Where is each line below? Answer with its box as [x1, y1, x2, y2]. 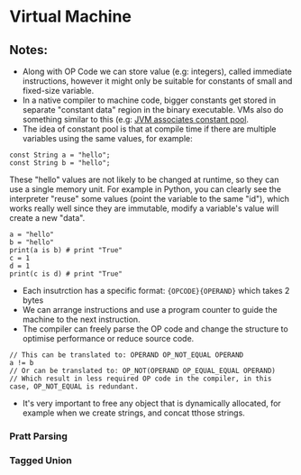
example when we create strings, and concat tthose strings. [22, 407, 245, 418]
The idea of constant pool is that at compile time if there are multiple [22, 123, 277, 134]
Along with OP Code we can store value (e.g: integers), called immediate [22, 66, 293, 77]
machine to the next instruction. [22, 314, 141, 324]
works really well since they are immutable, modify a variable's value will [9, 203, 279, 214]
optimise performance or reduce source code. [22, 333, 195, 343]
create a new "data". [9, 213, 86, 223]
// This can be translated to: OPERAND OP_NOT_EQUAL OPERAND [9, 351, 244, 360]
